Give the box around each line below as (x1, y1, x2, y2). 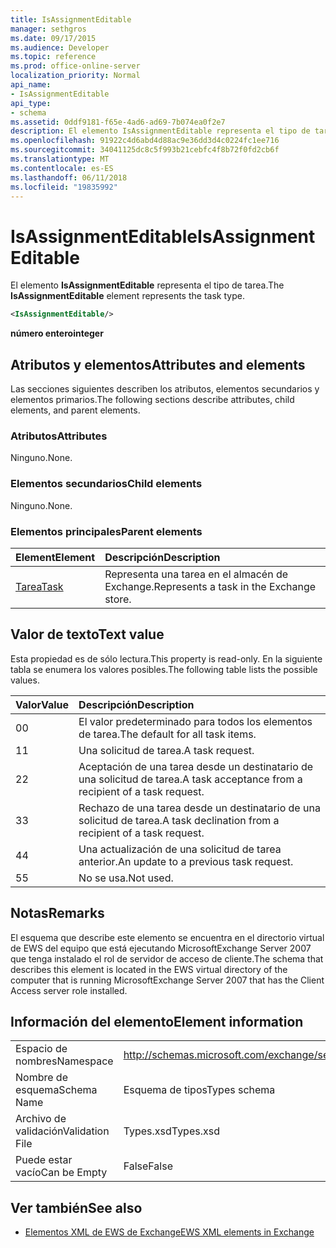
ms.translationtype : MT (10, 154, 110, 164)
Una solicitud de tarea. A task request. (78, 743, 255, 757)
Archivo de (15, 1112, 67, 1126)
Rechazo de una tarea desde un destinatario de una (78, 801, 321, 815)
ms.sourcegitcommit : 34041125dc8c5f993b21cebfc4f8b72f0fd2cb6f (10, 145, 280, 155)
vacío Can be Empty (15, 1166, 108, 1180)
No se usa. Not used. (78, 871, 174, 885)
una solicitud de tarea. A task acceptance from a (78, 772, 303, 786)
